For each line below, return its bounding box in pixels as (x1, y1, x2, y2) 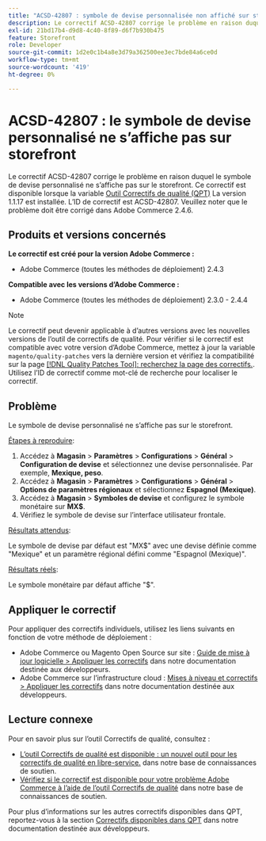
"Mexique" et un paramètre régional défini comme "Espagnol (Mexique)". (8, 549, 247, 559)
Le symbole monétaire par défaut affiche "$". (8, 580, 156, 590)
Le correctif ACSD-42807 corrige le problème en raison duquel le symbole (8, 171, 252, 181)
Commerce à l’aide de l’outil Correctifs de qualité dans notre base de (19, 782, 244, 793)
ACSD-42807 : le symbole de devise (8, 112, 252, 129)
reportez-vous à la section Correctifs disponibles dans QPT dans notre (8, 815, 239, 824)
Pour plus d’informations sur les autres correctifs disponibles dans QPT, (8, 806, 243, 816)
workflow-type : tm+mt (8, 56, 80, 64)
